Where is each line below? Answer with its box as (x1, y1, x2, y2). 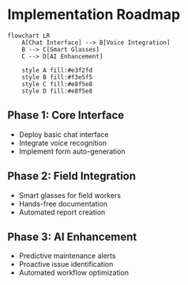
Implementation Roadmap (7, 6, 181, 24)
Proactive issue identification (18, 260, 114, 269)
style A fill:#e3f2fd (21, 66, 92, 74)
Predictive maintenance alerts (18, 251, 116, 260)
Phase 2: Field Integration (7, 169, 136, 183)
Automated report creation (18, 207, 106, 217)
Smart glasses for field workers (18, 190, 122, 199)
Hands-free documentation (18, 199, 108, 208)
